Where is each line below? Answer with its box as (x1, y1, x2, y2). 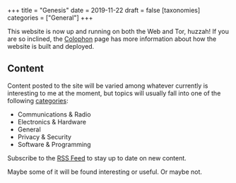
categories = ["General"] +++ (7, 13, 93, 22)
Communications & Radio (17, 110, 91, 119)
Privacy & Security (17, 132, 72, 141)
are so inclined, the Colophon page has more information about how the (7, 35, 217, 43)
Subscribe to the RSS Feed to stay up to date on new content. (7, 153, 187, 162)
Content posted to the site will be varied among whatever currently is (7, 81, 208, 90)
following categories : (7, 96, 69, 105)
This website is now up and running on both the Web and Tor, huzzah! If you (7, 28, 230, 35)
